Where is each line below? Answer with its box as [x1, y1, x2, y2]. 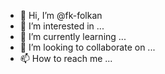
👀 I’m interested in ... [19, 20, 105, 32]
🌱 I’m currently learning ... [19, 31, 127, 42]
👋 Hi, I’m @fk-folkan [19, 10, 103, 21]
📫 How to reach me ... [19, 53, 113, 64]
